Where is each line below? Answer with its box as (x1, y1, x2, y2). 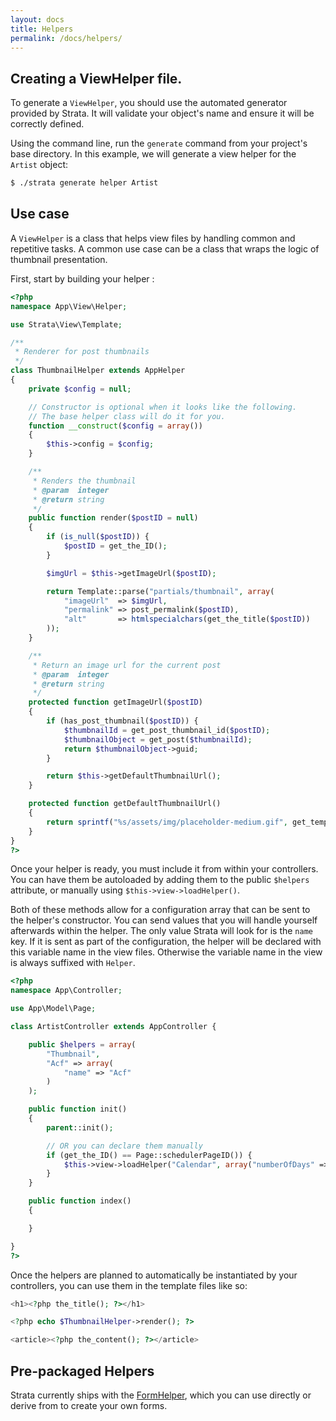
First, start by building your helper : (10, 272, 155, 285)
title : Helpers (10, 24, 74, 34)
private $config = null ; (28, 384, 132, 394)
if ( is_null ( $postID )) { (46, 532, 150, 542)
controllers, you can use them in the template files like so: (10, 1279, 248, 1291)
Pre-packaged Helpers (10, 1362, 155, 1380)
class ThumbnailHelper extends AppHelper (10, 366, 186, 376)
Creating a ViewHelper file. (10, 70, 183, 87)
